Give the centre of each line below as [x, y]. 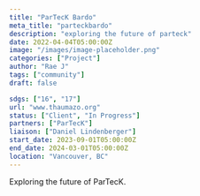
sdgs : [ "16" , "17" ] [45, 99]
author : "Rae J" [39, 67]
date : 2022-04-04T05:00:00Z [61, 42]
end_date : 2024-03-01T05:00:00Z [69, 148]
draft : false [33, 83]
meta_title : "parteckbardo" [61, 26]
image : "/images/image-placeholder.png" [85, 50]
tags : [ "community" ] [47, 75]
